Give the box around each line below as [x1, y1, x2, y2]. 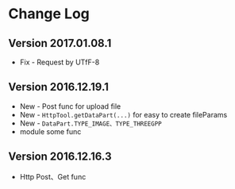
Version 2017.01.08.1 [8, 37, 112, 50]
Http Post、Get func [19, 172, 87, 181]
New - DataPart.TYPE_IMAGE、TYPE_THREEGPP [19, 118, 163, 128]
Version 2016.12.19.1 [8, 80, 110, 94]
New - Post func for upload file [19, 101, 121, 111]
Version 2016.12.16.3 [8, 150, 112, 164]
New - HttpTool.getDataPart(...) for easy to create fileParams [19, 110, 228, 119]
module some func [19, 126, 82, 136]
